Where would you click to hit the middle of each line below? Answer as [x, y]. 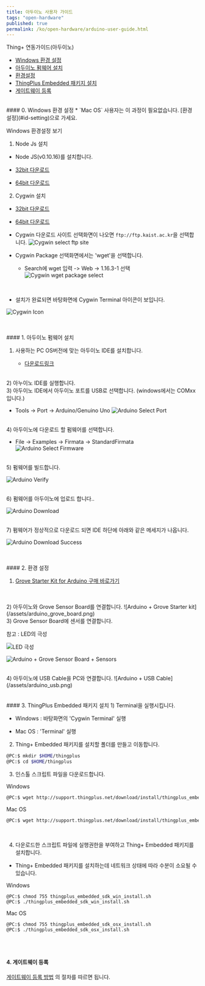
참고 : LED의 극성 [27, 634]
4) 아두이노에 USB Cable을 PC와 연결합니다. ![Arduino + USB [81, 679]
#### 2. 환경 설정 [28, 568]
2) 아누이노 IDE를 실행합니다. [41, 383]
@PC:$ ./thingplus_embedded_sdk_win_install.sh [68, 902]
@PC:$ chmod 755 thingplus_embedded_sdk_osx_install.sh [79, 924]
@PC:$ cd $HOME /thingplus [39, 762]
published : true [27, 23]
